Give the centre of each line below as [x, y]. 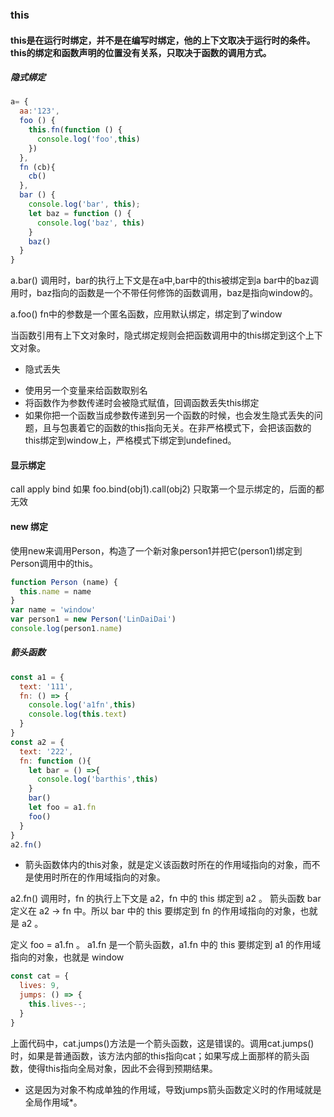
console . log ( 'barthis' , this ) [97, 779]
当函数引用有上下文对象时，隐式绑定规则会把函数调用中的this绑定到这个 [158, 335]
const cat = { [40, 976]
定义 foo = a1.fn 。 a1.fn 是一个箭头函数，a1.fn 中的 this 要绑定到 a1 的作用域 [166, 945]
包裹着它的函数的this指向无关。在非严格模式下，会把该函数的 [185, 428]
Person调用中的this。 [54, 563]
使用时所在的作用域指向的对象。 [99, 877]
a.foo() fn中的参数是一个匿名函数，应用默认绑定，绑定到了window [146, 314]
